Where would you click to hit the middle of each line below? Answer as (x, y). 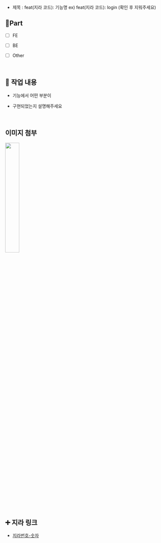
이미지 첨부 (21, 133)
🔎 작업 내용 (21, 82)
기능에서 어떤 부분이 (32, 95)
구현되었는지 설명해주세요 (37, 106)
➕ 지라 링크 (21, 523)
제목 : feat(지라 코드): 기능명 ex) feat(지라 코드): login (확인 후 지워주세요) (84, 7)
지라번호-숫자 (25, 535)
